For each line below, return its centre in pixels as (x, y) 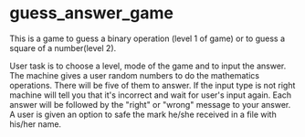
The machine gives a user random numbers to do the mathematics (135, 75)
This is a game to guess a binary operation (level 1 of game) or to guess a (147, 38)
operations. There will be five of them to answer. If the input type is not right (152, 85)
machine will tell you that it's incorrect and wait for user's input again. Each (151, 95)
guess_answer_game (91, 13)
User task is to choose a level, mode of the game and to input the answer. (148, 66)
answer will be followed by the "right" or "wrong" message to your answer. (150, 104)
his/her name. (36, 124)
